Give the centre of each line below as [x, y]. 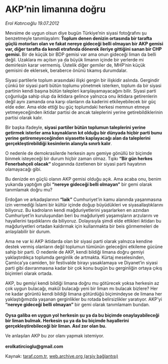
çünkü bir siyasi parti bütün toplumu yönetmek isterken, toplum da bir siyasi [83, 85]
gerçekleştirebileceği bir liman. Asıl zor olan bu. [56, 326]
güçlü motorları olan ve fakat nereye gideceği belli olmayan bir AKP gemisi [84, 43]
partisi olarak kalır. [24, 117]
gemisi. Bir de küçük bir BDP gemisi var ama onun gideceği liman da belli [81, 54]
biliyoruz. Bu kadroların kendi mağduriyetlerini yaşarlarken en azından [77, 210]
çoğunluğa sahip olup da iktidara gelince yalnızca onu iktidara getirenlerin [81, 96]
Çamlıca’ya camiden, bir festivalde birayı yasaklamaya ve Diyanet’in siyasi [81, 262]
